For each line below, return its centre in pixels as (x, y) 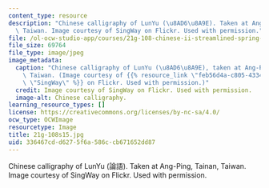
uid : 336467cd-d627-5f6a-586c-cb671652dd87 (82, 142)
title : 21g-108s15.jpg (46, 134)
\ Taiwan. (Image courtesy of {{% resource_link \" (110, 75)
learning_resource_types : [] (57, 105)
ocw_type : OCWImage (41, 120)
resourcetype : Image (43, 127)
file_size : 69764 (37, 46)
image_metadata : (35, 61)
